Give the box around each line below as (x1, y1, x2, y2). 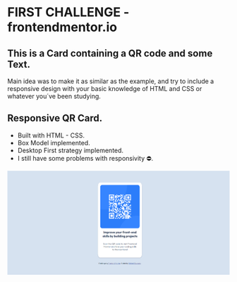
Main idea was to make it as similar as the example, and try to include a (7, 77, 214, 85)
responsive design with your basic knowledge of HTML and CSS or (7, 85, 202, 92)
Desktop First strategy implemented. (17, 146, 124, 154)
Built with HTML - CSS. (17, 131, 85, 140)
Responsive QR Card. (7, 112, 103, 124)
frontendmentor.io (7, 19, 118, 35)
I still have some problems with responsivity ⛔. (17, 154, 154, 162)
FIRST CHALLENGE (7, 4, 121, 20)
